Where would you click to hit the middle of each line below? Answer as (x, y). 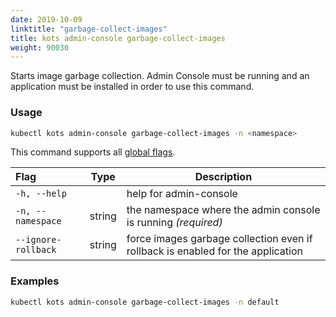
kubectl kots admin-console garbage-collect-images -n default (145, 302)
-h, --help (41, 194)
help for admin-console (182, 194)
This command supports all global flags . (93, 152)
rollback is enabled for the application (214, 251)
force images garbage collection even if (219, 239)
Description (223, 177)
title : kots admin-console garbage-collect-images (118, 38)
